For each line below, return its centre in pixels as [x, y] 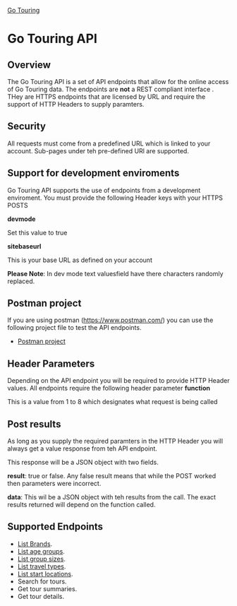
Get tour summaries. [47, 588]
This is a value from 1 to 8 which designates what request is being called [113, 402]
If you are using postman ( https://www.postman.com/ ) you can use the [110, 320]
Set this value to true [37, 232]
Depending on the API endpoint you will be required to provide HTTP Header [119, 381]
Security [26, 126]
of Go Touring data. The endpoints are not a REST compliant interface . [111, 89]
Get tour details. [41, 596]
